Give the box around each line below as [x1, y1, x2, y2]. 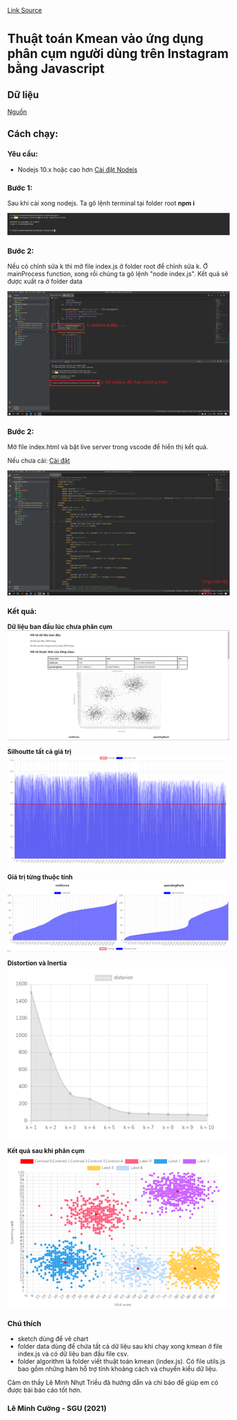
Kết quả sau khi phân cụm [7, 1147, 85, 1155]
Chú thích [7, 1318, 42, 1328]
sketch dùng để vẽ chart [17, 1335, 89, 1343]
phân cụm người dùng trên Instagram [7, 46, 229, 62]
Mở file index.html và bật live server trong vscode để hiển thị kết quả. [7, 443, 209, 451]
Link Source [7, 6, 42, 14]
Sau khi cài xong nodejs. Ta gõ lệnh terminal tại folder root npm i [7, 199, 195, 207]
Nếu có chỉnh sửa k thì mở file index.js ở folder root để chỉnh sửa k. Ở [7, 261, 208, 271]
